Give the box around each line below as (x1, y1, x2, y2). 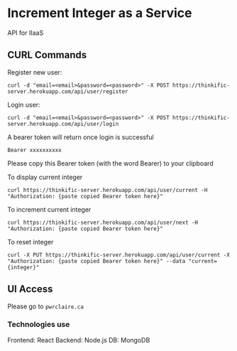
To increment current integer (7, 205, 92, 214)
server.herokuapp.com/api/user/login (7, 120, 119, 127)
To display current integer (7, 173, 83, 181)
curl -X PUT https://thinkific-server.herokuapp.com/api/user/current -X (7, 251, 231, 259)
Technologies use (7, 320, 70, 330)
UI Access (7, 283, 53, 296)
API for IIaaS (7, 28, 44, 37)
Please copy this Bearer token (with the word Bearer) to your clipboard (7, 158, 214, 168)
